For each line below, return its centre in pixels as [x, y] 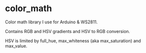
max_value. [16, 46]
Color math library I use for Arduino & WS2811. [52, 22]
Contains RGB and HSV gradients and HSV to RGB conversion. [68, 31]
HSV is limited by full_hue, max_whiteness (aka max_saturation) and [73, 41]
